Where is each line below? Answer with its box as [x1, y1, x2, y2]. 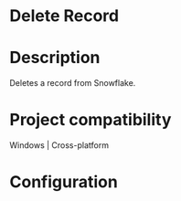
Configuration [9, 172, 119, 193]
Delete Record [9, 5, 120, 26]
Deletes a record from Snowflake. [9, 78, 136, 89]
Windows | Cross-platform [9, 140, 110, 151]
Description [9, 48, 101, 69]
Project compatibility [9, 110, 172, 131]
